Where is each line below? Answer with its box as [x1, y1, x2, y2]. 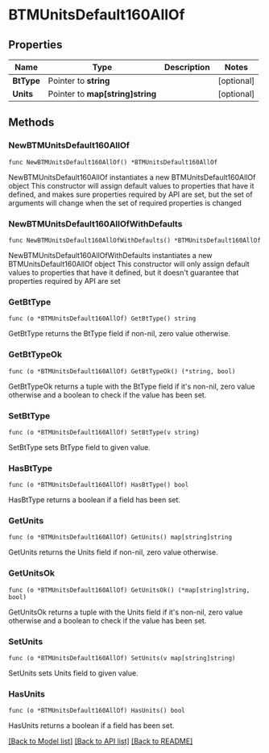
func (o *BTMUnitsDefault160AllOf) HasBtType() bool [8, 481, 189, 489]
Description [163, 62, 211, 73]
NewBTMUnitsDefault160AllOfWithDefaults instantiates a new [8, 250, 213, 260]
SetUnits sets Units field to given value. [8, 668, 139, 678]
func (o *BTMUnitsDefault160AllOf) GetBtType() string [8, 314, 197, 323]
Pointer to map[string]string [48, 89, 157, 99]
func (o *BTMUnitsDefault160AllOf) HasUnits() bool [8, 707, 185, 715]
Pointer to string [48, 75, 110, 86]
